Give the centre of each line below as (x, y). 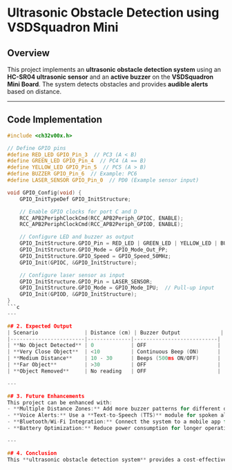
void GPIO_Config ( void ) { (44, 192)
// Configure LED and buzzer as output (77, 237)
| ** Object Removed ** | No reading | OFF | (114, 371)
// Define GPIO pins (37, 148)
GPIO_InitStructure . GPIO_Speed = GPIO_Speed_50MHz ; (95, 256)
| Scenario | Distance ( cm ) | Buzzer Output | (116, 332)
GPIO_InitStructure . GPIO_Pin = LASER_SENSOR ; (86, 281)
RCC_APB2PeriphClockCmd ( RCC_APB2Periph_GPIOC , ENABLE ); (102, 218)
